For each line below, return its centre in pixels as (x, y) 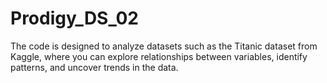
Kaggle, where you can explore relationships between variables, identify (159, 56)
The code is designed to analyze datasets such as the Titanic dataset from (164, 46)
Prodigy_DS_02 (75, 18)
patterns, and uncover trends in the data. (94, 67)
